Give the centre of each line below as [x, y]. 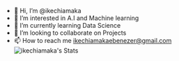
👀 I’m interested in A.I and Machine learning [76, 18]
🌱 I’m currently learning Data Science [67, 25]
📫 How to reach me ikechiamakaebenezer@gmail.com [93, 41]
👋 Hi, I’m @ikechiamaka [47, 11]
